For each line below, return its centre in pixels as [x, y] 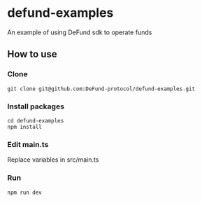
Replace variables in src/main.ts [53, 160]
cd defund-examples [36, 120]
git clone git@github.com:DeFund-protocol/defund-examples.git [101, 89]
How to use [32, 54]
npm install [24, 127]
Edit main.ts [28, 144]
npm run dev [24, 192]
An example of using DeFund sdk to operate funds [80, 32]
